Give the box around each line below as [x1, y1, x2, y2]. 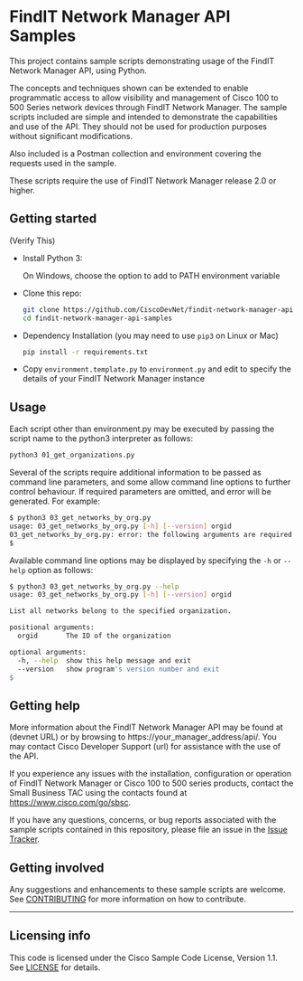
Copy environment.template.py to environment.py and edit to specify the [22, 363, 291, 374]
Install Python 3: [22, 252, 83, 263]
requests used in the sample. [9, 157, 117, 168]
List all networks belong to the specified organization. [9, 607, 232, 616]
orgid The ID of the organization [17, 631, 171, 641]
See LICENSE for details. [9, 961, 101, 973]
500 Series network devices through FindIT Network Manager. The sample [9, 101, 288, 112]
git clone [22, 305, 60, 314]
